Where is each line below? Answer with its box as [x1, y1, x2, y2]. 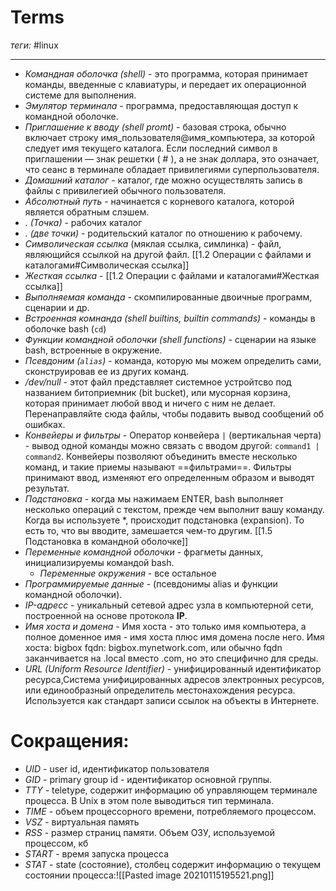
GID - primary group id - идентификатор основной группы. [24, 773, 272, 785]
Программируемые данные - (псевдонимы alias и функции [24, 577, 278, 590]
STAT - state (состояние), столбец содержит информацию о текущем [24, 858, 322, 870]
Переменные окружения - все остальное [39, 567, 217, 579]
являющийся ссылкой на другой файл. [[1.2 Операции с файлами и [24, 248, 312, 260]
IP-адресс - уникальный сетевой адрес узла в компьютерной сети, [24, 599, 314, 611]
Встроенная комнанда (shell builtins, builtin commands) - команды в [24, 312, 316, 324]
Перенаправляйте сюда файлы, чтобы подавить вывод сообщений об [24, 407, 325, 420]
